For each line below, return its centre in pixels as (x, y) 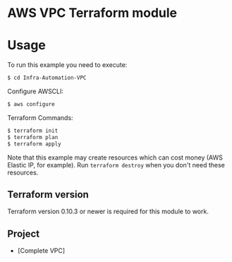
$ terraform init (33, 131)
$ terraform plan (33, 137)
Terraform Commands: (40, 117)
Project (24, 233)
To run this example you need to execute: (67, 65)
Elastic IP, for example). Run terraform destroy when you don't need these (116, 165)
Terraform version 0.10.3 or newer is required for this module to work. (108, 212)
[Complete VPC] (41, 251)
